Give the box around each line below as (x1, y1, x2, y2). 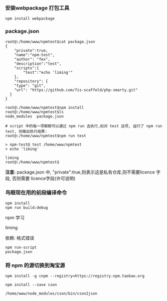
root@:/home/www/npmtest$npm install (5, 105, 84, 110)
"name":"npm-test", (14, 52, 55, 57)
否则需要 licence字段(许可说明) (12, 175, 76, 181)
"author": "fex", (14, 57, 51, 62)
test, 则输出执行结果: (5, 129, 48, 134)
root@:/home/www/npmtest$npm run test (5, 133, 86, 138)
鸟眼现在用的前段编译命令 (5, 189, 67, 196)
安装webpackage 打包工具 (5, 4, 70, 11)
